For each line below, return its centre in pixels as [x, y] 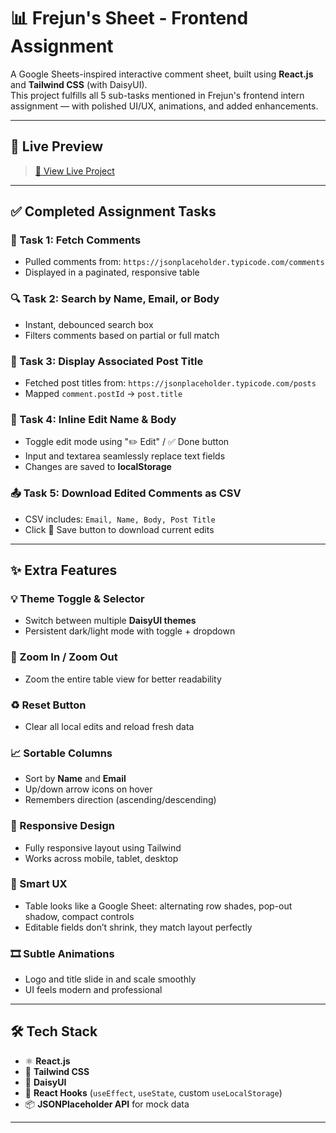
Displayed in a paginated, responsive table [112, 272]
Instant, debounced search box [89, 324]
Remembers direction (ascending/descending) [120, 800]
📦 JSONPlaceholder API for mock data [107, 1104]
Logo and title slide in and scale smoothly [110, 979]
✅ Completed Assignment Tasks [113, 211]
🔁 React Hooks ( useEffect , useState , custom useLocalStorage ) [153, 1092]
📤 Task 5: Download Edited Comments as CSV [126, 493]
